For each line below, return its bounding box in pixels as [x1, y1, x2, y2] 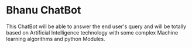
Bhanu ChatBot [6, 4, 81, 17]
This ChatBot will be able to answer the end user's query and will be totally [6, 23, 186, 30]
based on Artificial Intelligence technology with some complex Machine [6, 29, 179, 36]
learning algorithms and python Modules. [6, 35, 105, 42]
